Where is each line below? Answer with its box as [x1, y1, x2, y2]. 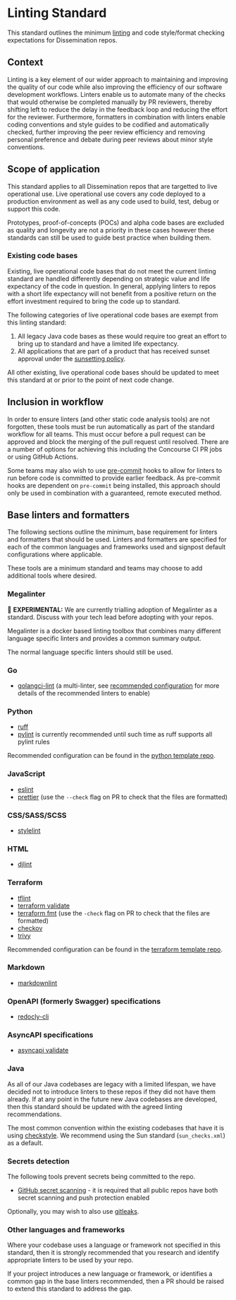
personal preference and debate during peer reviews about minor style [7, 135, 213, 144]
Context [7, 57, 44, 69]
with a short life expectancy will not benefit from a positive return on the [7, 289, 217, 298]
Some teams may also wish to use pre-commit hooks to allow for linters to [7, 466, 223, 474]
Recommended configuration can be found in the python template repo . [7, 751, 216, 760]
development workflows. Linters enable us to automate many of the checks [7, 90, 226, 98]
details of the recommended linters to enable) [17, 689, 150, 698]
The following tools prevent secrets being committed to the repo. [7, 1172, 196, 1181]
